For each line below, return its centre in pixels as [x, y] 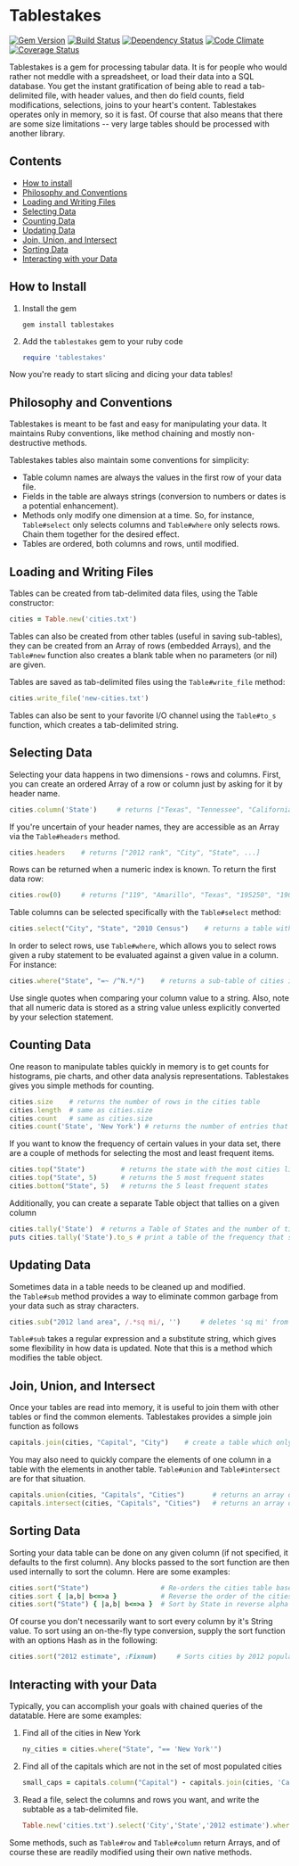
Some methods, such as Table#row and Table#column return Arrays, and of [145, 1842]
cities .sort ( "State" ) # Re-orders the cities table [141, 1588]
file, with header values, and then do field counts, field [145, 95]
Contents [36, 161]
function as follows [44, 1426]
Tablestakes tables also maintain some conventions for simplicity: [129, 460]
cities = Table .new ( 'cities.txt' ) [73, 619]
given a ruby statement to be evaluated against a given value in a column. [144, 955]
